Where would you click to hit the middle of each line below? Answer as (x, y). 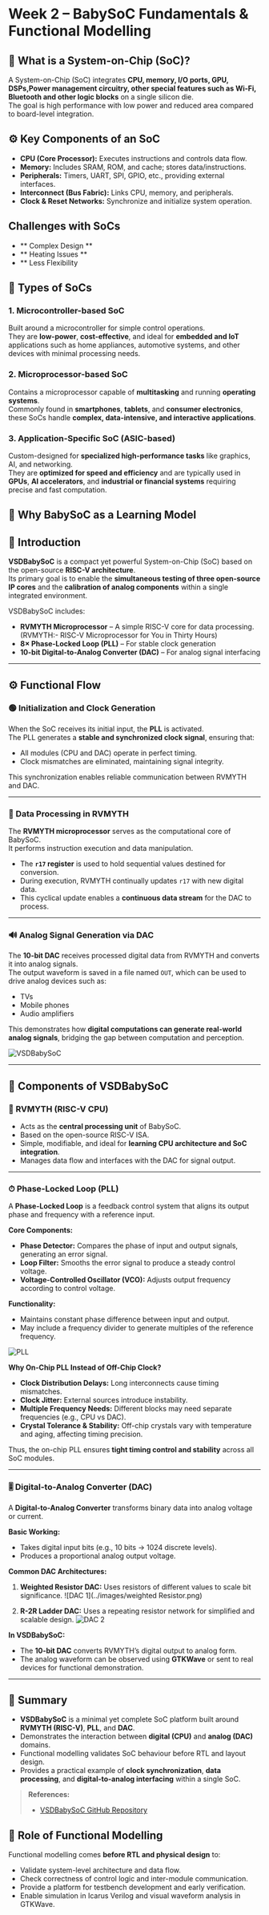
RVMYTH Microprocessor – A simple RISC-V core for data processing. (137, 627)
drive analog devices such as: (57, 981)
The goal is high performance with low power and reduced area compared (131, 105)
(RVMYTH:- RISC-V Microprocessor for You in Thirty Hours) (118, 635)
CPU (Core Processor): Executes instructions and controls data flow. (133, 158)
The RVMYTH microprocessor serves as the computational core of (120, 832)
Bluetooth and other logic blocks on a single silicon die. (101, 97)
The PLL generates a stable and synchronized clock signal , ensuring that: (131, 737)
